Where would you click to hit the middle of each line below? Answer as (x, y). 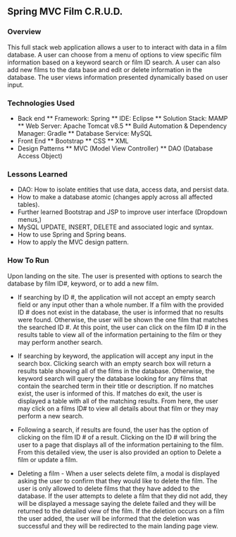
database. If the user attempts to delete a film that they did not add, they (122, 496)
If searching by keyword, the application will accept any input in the (115, 355)
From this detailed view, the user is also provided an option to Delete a (119, 452)
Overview (24, 32)
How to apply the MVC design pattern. (73, 242)
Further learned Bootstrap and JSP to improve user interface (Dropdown (122, 212)
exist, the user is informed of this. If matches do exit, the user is (110, 393)
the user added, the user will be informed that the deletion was (108, 518)
